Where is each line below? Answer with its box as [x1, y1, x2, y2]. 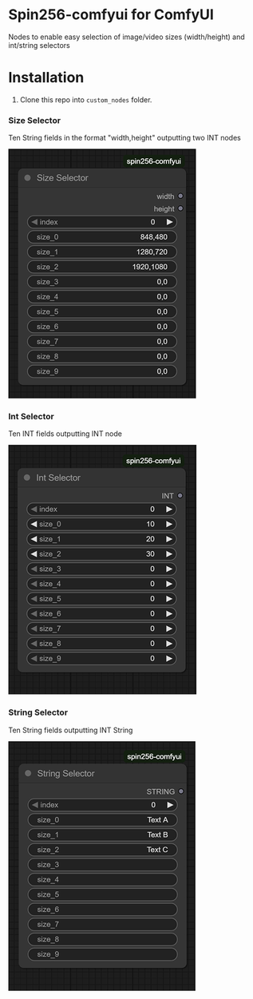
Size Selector [8, 114, 61, 125]
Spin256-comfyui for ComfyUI [8, 6, 214, 24]
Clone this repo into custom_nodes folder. [19, 94, 152, 105]
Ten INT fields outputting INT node [8, 429, 122, 438]
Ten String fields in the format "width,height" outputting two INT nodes [8, 133, 241, 143]
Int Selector [8, 411, 54, 422]
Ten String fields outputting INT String [8, 725, 133, 735]
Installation [8, 69, 85, 87]
